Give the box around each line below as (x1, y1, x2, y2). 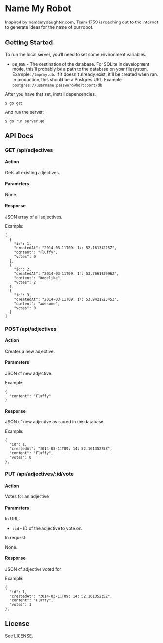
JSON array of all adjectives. (5, 214, 62, 220)
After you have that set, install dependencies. (5, 91, 96, 97)
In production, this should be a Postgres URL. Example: (12, 76, 123, 82)
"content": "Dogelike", (14, 275, 62, 280)
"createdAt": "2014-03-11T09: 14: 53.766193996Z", (14, 271, 119, 276)
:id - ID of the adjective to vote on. (12, 525, 83, 531)
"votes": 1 (9, 602, 32, 607)
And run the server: (5, 109, 44, 115)
